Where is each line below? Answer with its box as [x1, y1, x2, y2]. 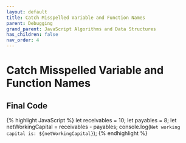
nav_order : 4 [6, 37, 40, 43]
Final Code [6, 100, 48, 111]
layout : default [6, 9, 47, 15]
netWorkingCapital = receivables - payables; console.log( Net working [6, 123, 181, 130]
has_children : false [6, 32, 59, 38]
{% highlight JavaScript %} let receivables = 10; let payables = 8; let [6, 117, 177, 124]
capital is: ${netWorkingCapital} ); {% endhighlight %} [6, 130, 148, 137]
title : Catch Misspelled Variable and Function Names [6, 15, 146, 21]
